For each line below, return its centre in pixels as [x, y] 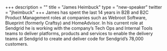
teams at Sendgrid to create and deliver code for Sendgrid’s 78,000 [74, 39]
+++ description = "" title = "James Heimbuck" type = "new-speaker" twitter [83, 7]
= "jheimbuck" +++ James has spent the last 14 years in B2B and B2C [77, 12]
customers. [17, 44]
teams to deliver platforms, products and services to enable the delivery [79, 33]
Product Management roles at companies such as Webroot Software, [76, 18]
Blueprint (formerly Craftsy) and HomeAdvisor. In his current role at [74, 23]
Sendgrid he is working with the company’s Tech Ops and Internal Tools [79, 28]
